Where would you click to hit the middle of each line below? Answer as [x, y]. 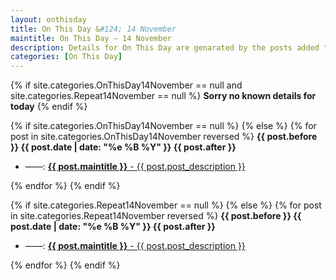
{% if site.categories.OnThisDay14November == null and [126, 85]
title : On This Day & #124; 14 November [93, 29]
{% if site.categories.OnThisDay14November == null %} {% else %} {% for [163, 126]
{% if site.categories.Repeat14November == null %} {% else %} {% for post [166, 205]
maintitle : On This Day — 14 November [91, 38]
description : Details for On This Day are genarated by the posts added [165, 47]
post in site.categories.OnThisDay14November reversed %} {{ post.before [164, 137]
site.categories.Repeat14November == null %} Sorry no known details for [163, 96]
